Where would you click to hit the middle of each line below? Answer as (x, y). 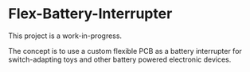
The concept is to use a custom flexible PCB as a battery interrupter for (125, 51)
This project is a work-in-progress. (65, 36)
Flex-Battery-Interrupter (90, 14)
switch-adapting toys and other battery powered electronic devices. (120, 59)
